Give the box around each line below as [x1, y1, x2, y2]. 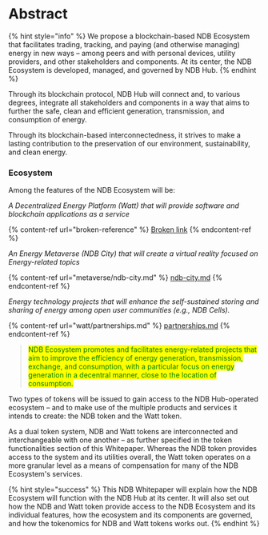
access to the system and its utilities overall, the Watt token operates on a [8, 453, 251, 462]
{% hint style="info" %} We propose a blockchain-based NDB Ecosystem [8, 31, 250, 41]
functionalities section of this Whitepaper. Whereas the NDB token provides [8, 444, 258, 453]
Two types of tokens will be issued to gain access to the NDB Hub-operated [8, 394, 258, 404]
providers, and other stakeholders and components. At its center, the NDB [8, 57, 252, 66]
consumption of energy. [8, 114, 87, 124]
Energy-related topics [8, 258, 80, 267]
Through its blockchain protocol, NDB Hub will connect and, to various [8, 89, 241, 98]
